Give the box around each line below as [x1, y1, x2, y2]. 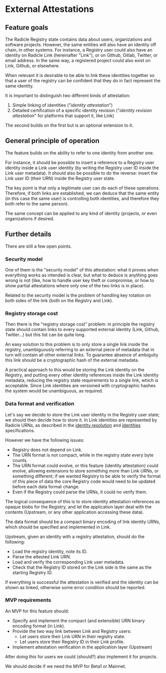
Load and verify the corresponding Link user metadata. [12, 559, 125, 565]
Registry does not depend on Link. [12, 447, 83, 453]
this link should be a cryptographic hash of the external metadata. [5, 357, 139, 363]
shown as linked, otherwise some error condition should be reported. [5, 584, 146, 590]
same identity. [5, 83, 34, 89]
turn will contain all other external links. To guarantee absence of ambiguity [5, 352, 159, 358]
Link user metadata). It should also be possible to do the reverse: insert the [5, 170, 158, 176]
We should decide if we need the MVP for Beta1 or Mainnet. [5, 663, 126, 669]
